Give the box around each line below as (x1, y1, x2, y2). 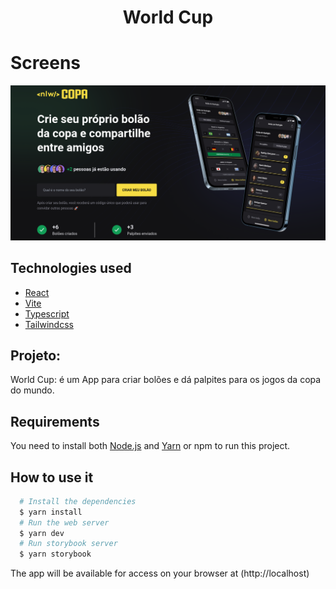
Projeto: (10, 347, 62, 364)
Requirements (10, 413, 100, 430)
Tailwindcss (24, 318, 74, 330)
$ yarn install (19, 507, 83, 517)
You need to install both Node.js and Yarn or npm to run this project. (10, 440, 291, 452)
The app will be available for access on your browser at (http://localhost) (10, 567, 310, 580)
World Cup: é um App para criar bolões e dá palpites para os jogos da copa (10, 374, 322, 386)
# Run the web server (19, 517, 110, 528)
